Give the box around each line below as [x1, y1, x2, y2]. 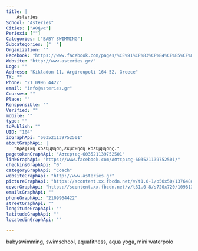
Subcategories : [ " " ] [6, 42, 62, 48]
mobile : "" [6, 113, 33, 118]
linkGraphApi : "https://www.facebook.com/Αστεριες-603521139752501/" [6, 157, 181, 163]
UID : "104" [6, 129, 33, 136]
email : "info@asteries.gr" [6, 85, 72, 91]
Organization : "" [6, 47, 49, 53]
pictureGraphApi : [6, 179, 49, 184]
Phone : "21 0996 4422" [6, 80, 62, 86]
